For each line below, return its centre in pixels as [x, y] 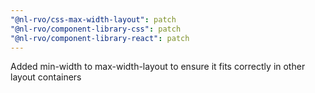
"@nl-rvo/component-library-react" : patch [100, 38]
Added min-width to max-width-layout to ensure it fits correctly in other [158, 67]
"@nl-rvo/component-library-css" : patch [96, 29]
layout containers [46, 77]
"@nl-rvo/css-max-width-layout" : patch [93, 19]
